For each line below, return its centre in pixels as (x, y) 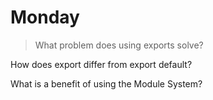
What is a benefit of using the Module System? (106, 83)
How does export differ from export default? (101, 64)
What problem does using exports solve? (119, 45)
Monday (45, 17)
